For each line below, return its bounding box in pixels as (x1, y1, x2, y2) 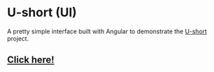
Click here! (7, 54, 55, 66)
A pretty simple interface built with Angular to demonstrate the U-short (7, 27, 207, 35)
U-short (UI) (7, 5, 78, 20)
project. (7, 34, 29, 42)
